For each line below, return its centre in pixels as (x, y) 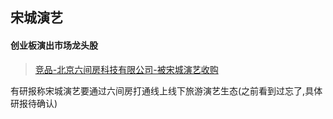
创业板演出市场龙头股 (54, 45)
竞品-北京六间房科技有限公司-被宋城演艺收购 (126, 69)
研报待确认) (34, 103)
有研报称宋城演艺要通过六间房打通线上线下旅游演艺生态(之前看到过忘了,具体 (166, 90)
